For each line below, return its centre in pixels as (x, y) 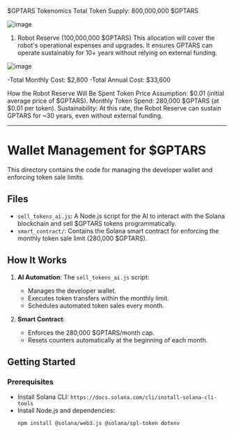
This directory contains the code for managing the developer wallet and (110, 169)
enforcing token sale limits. (46, 177)
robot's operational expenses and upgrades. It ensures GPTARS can (115, 45)
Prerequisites (30, 382)
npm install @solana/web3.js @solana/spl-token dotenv (99, 424)
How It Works (37, 260)
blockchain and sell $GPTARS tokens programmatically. (97, 223)
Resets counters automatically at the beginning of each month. (118, 340)
